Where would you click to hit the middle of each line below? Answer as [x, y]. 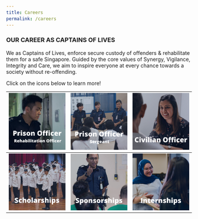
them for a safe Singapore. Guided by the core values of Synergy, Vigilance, [98, 59]
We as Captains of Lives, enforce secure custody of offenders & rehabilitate [98, 53]
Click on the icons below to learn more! [54, 83]
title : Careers [25, 12]
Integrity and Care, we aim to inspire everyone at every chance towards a [95, 66]
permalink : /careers [32, 19]
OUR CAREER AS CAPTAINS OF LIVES [61, 40]
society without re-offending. [42, 71]
